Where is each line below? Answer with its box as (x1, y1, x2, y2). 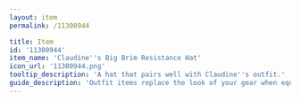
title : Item (9, 37, 54, 46)
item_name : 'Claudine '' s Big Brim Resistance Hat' (9, 54, 202, 63)
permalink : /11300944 (9, 21, 90, 30)
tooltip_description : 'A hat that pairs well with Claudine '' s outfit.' (9, 70, 286, 80)
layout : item (9, 12, 58, 22)
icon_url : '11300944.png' (9, 62, 105, 71)
